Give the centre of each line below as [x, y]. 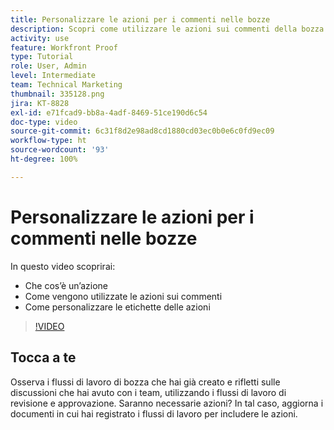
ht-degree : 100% [44, 159]
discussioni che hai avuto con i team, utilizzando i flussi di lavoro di [148, 392]
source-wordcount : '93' [60, 150]
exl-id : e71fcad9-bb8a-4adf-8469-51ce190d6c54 [109, 112]
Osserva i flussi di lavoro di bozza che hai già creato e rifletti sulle [145, 382]
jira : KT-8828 [40, 103]
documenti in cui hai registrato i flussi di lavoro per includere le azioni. [154, 413]
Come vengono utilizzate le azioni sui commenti [123, 296]
